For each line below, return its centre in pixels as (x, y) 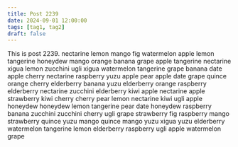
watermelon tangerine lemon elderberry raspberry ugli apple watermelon (114, 129)
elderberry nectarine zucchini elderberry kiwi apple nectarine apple (106, 91)
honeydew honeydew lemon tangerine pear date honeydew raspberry (109, 106)
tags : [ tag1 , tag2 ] (36, 27)
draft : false (27, 34)
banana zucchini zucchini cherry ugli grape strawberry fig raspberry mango (118, 114)
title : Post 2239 (33, 14)
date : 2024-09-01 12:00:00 (47, 20)
